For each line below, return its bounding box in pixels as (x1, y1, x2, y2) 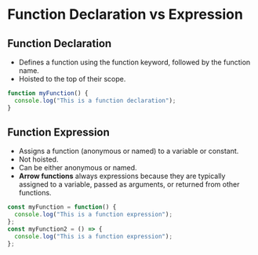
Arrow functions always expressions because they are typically (18, 171, 226, 181)
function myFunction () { (7, 89, 89, 97)
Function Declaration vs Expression (7, 5, 244, 24)
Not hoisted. (18, 155, 59, 164)
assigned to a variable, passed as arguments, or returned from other (18, 180, 240, 189)
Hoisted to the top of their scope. (18, 75, 126, 83)
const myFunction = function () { (7, 203, 117, 211)
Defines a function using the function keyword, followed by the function (18, 57, 251, 67)
